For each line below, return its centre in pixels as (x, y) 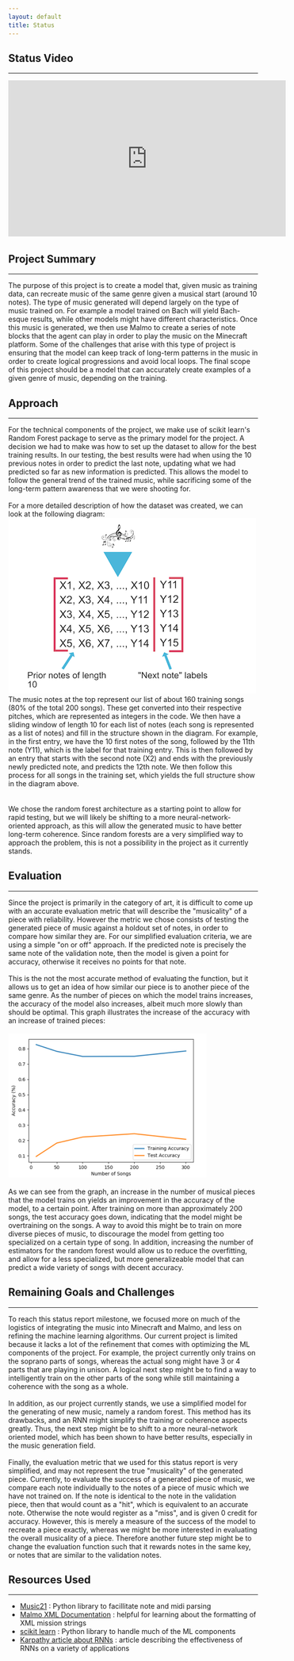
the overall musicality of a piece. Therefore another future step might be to (130, 1538)
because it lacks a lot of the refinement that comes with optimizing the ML (129, 1344)
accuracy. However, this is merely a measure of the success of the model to (132, 1521)
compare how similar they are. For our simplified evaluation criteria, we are (130, 936)
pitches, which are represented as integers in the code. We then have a (124, 716)
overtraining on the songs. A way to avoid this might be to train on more (125, 1225)
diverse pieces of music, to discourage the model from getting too (116, 1233)
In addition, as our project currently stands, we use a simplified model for (128, 1403)
